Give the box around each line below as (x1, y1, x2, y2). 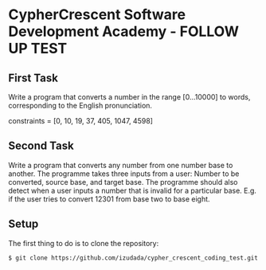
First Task (8, 71, 58, 84)
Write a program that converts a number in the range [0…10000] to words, (8, 92, 251, 101)
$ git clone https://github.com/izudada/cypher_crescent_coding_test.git (8, 253, 259, 262)
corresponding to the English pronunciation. (8, 101, 153, 110)
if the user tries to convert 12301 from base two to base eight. (8, 194, 210, 204)
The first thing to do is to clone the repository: (8, 238, 159, 248)
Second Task (8, 139, 74, 153)
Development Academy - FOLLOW (8, 22, 240, 41)
